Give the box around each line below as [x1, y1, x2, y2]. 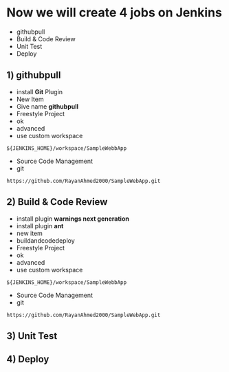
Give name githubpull [16, 102, 79, 111]
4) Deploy [6, 353, 50, 365]
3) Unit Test [6, 330, 58, 342]
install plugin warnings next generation [16, 215, 130, 223]
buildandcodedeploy [16, 236, 75, 245]
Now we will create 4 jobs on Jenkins [6, 5, 223, 21]
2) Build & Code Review [6, 196, 108, 208]
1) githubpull [6, 69, 61, 81]
